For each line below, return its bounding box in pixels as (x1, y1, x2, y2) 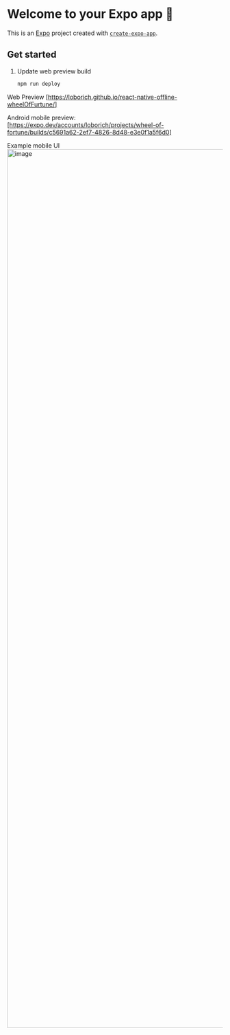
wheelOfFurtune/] (7, 100, 57, 109)
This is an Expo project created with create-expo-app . (7, 29, 158, 37)
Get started (7, 49, 57, 60)
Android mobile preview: (7, 113, 77, 122)
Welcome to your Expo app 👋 (7, 6, 174, 22)
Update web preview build (16, 67, 91, 75)
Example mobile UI (7, 141, 60, 150)
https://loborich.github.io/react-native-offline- (47, 93, 178, 101)
